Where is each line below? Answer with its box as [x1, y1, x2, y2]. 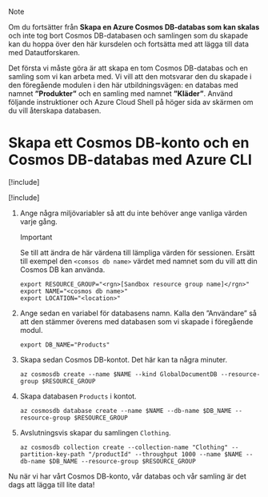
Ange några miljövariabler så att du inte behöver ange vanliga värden [19, 208, 248, 218]
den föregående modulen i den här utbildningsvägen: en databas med [8, 80, 238, 90]
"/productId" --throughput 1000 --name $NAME [87, 450, 242, 459]
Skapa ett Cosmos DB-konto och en [8, 134, 250, 152]
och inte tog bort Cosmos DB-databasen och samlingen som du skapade [8, 31, 249, 40]
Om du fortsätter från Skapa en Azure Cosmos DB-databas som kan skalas [8, 22, 260, 31]
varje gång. [19, 216, 58, 226]
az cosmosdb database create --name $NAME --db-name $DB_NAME [19, 407, 232, 415]
